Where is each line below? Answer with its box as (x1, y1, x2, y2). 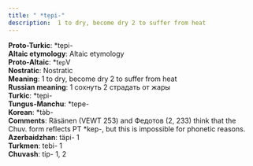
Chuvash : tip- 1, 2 (8, 149, 67, 158)
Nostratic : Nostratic (8, 65, 73, 75)
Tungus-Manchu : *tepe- (8, 99, 90, 109)
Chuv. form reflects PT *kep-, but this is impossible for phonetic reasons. (8, 124, 246, 134)
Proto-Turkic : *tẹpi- (8, 40, 73, 50)
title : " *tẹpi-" (8, 11, 65, 20)
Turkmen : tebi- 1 (8, 141, 63, 150)
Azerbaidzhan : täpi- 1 (8, 132, 80, 142)
